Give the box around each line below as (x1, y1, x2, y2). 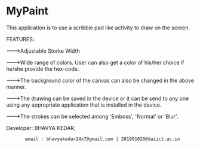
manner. (6, 83, 27, 90)
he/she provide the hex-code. (6, 65, 79, 73)
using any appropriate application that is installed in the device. (6, 101, 162, 108)
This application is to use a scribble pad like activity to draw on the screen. (6, 24, 190, 31)
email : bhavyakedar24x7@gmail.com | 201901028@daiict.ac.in (24, 136, 180, 142)
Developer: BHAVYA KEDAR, (6, 124, 76, 131)
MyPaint (6, 4, 49, 18)
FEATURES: (6, 35, 35, 43)
